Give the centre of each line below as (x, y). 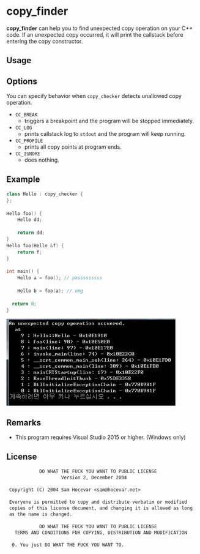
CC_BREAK (26, 115)
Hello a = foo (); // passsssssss (60, 278)
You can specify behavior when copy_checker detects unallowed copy (94, 96)
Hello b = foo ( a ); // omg (50, 291)
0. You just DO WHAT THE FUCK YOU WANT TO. (68, 545)
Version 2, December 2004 (94, 478)
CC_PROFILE (29, 141)
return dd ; (31, 233)
